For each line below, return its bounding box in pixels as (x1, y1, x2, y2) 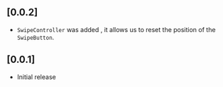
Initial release (16, 72, 56, 81)
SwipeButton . (16, 33, 55, 41)
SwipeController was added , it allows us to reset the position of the (16, 25, 216, 34)
